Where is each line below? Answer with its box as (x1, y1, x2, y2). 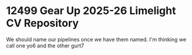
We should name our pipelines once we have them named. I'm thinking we (6, 36, 187, 43)
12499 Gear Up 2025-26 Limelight (6, 4, 176, 18)
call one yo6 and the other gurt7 (6, 42, 84, 49)
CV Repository (6, 16, 79, 30)
